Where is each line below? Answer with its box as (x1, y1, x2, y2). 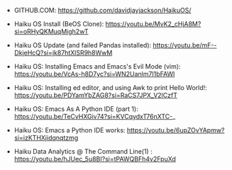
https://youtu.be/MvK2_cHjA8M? (105, 20, 201, 28)
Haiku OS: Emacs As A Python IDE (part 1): (13, 105, 138, 113)
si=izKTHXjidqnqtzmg (13, 134, 79, 142)
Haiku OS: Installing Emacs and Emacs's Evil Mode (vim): (13, 62, 181, 70)
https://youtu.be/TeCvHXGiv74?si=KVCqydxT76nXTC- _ (13, 113, 176, 120)
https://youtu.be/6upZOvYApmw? (126, 126, 225, 134)
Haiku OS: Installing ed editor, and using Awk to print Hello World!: (13, 84, 207, 91)
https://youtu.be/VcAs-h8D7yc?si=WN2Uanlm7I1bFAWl (13, 70, 175, 78)
